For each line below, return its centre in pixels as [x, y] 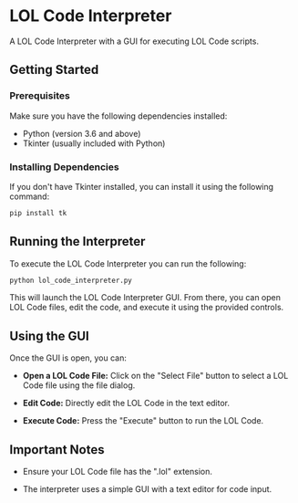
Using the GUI [49, 335]
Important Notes [57, 450]
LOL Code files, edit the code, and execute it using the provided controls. [147, 308]
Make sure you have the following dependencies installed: [118, 116]
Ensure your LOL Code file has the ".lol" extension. [117, 472]
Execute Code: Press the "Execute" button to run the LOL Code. [143, 421]
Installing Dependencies [65, 167]
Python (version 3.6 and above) [82, 133]
